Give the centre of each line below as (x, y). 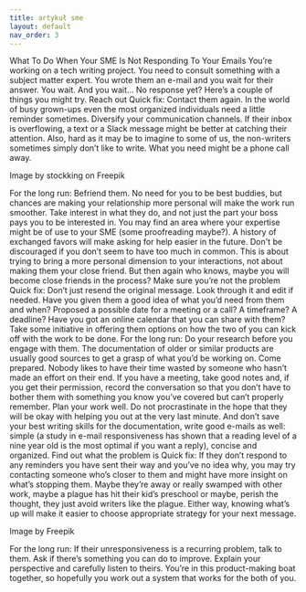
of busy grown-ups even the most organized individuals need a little (137, 110)
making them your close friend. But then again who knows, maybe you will (149, 271)
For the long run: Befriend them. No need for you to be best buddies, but (146, 194)
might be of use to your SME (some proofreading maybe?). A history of (143, 232)
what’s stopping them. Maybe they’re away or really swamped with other (146, 484)
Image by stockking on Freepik (67, 175)
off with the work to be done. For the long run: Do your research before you (152, 339)
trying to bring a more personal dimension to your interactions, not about (146, 261)
